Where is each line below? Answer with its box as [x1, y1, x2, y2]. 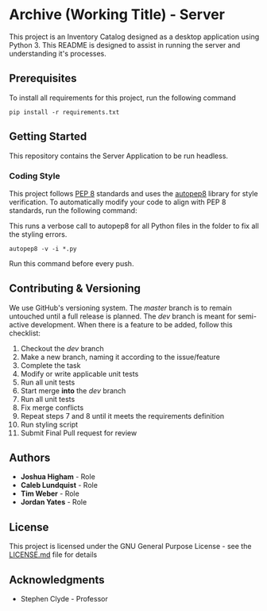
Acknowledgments [9, 573, 106, 586]
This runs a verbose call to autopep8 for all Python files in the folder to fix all [9, 221, 259, 230]
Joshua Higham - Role [20, 472, 96, 481]
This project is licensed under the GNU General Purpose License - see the [9, 542, 252, 551]
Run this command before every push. [9, 258, 134, 268]
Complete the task [20, 360, 81, 370]
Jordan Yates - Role [20, 497, 87, 507]
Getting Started [9, 130, 87, 144]
